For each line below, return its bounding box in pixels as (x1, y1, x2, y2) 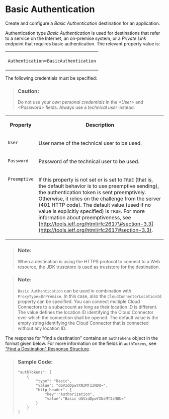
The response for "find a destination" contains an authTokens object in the (5, 335, 158, 341)
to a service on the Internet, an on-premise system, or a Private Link (5, 35, 147, 41)
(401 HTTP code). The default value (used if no (38, 202, 151, 209)
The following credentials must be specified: (5, 75, 97, 81)
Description (85, 122, 115, 129)
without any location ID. (17, 325, 67, 331)
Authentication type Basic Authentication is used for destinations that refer (5, 30, 160, 36)
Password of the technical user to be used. (38, 158, 140, 165)
